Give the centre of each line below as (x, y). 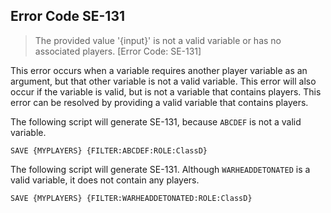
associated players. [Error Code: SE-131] (118, 51)
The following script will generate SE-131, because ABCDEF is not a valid (156, 121)
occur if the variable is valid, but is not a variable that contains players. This (166, 91)
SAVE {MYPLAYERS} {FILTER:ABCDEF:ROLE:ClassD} (109, 150)
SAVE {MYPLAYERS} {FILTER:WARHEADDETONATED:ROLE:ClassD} (131, 198)
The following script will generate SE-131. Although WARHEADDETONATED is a (160, 169)
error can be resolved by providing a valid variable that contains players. (159, 102)
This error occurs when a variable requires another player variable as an (159, 70)
